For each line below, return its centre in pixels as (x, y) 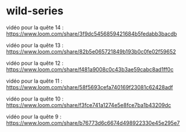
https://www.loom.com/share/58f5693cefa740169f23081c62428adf (90, 87)
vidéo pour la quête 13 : (35, 45)
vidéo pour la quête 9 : (34, 117)
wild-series (35, 11)
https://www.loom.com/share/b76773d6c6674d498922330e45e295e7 (93, 122)
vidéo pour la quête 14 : (35, 27)
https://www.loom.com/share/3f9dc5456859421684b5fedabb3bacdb (92, 33)
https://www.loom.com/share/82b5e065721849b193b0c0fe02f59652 (91, 51)
